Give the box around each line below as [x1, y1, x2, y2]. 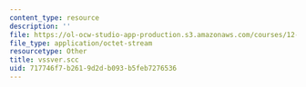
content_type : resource [9, 13, 100, 23]
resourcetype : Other [9, 47, 88, 56]
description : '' [9, 22, 71, 31]
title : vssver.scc [9, 55, 79, 64]
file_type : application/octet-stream [9, 38, 153, 48]
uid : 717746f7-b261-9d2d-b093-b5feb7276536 [9, 64, 178, 73]
